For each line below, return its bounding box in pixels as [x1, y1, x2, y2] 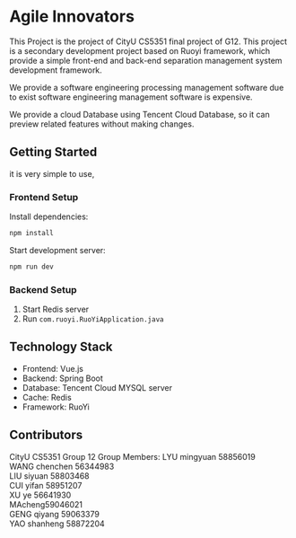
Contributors [9, 428, 83, 443]
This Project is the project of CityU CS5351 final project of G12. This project [9, 36, 287, 47]
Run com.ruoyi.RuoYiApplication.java [22, 313, 164, 324]
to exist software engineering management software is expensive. [9, 92, 253, 102]
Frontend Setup [9, 190, 79, 203]
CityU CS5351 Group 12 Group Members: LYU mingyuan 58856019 [9, 451, 256, 462]
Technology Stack [9, 340, 113, 355]
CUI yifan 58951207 [9, 480, 83, 490]
